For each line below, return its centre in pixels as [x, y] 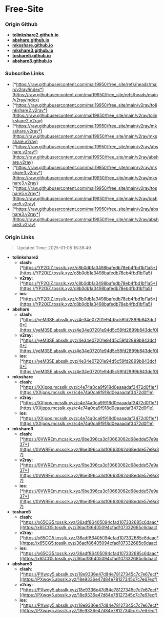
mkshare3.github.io [33, 50]
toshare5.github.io [31, 56]
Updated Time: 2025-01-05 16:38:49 [54, 248]
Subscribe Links [25, 73]
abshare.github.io [31, 40]
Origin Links [20, 237]
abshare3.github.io [32, 61]
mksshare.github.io [32, 45]
